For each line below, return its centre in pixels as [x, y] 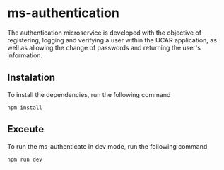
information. [25, 55]
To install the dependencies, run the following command [89, 94]
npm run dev [25, 159]
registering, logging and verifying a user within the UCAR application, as [112, 40]
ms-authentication [64, 13]
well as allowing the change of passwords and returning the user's [104, 47]
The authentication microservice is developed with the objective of [105, 33]
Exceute [26, 129]
